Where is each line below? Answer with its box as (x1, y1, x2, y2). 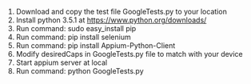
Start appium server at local (15, 58, 108, 67)
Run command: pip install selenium (15, 32, 131, 42)
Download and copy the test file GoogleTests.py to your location (15, 7, 228, 16)
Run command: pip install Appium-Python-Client (15, 41, 176, 50)
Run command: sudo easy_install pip (15, 24, 137, 33)
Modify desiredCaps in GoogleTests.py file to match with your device (15, 50, 244, 58)
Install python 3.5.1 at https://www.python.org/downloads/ (15, 15, 207, 25)
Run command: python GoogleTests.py (15, 66, 144, 75)
